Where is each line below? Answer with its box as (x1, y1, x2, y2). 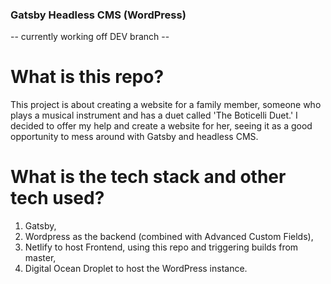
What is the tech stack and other (10, 166, 287, 188)
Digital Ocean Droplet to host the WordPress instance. (24, 263, 248, 275)
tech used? (10, 187, 105, 210)
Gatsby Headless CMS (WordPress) (10, 8, 187, 22)
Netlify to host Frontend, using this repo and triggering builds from (24, 241, 299, 253)
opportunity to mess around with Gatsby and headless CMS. (10, 131, 259, 143)
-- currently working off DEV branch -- (10, 31, 170, 43)
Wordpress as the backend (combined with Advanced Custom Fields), (24, 231, 314, 243)
